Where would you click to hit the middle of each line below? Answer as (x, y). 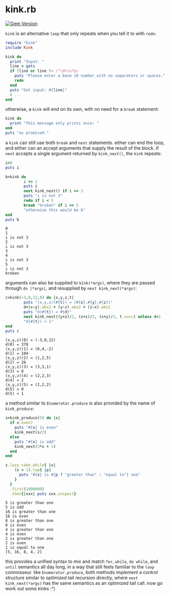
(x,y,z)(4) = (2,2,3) (28, 376)
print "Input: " (27, 62)
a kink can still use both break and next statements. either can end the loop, (85, 142)
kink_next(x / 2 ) (31, 433)
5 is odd (15, 507)
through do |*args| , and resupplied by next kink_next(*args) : (71, 288)
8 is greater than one (29, 521)
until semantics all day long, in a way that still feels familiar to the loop (80, 567)
